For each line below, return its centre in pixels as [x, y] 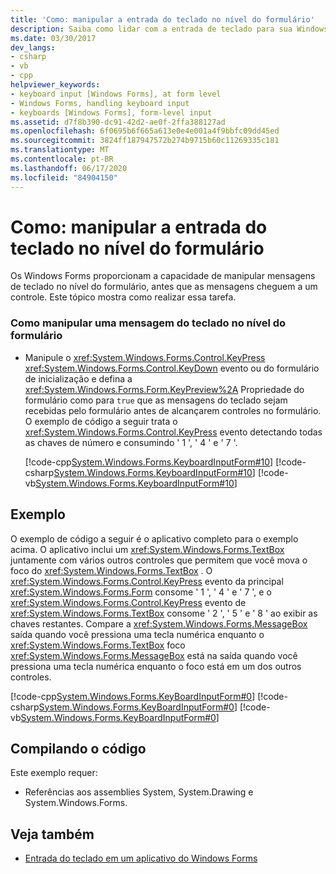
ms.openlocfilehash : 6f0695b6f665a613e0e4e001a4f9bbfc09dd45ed [145, 131]
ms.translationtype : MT [60, 150]
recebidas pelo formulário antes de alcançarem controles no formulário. [173, 410]
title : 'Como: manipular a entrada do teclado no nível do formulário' [162, 19]
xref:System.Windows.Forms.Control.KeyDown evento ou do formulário [172, 368]
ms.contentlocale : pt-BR [62, 159]
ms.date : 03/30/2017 [53, 38]
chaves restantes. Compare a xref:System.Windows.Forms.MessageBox [159, 623]
